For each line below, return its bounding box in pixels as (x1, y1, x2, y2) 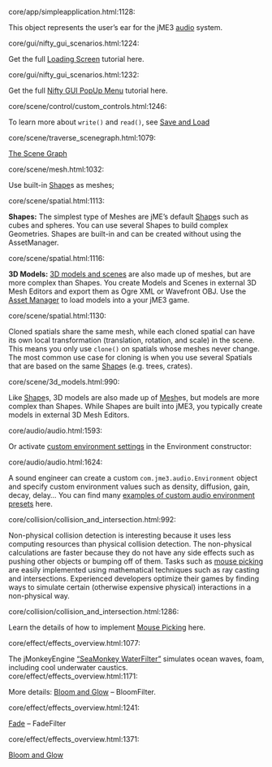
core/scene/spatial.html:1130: (8, 311, 107, 320)
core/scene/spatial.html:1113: (8, 196, 106, 206)
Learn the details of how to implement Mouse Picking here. (8, 622, 205, 632)
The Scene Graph (8, 149, 67, 158)
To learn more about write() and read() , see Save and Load (8, 117, 210, 127)
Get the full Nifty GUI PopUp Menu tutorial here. (8, 85, 168, 95)
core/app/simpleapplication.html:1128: (8, 7, 136, 16)
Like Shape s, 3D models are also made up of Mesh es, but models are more (8, 393, 260, 402)
